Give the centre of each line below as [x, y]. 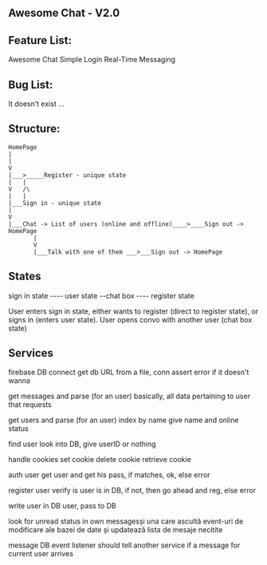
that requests [30, 405]
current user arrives [41, 554]
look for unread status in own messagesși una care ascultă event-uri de [126, 521]
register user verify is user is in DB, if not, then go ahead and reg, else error [132, 491]
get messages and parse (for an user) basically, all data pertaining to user [130, 396]
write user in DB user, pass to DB [63, 506]
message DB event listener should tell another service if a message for [124, 545]
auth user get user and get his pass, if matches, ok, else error [109, 475]
